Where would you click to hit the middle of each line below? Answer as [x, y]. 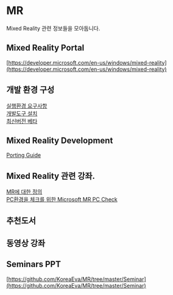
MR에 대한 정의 [24, 192]
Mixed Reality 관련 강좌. [51, 176]
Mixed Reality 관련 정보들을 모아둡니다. [53, 28]
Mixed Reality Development [60, 140]
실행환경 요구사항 [27, 106]
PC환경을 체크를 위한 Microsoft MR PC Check [62, 200]
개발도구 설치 [22, 113]
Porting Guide [24, 155]
